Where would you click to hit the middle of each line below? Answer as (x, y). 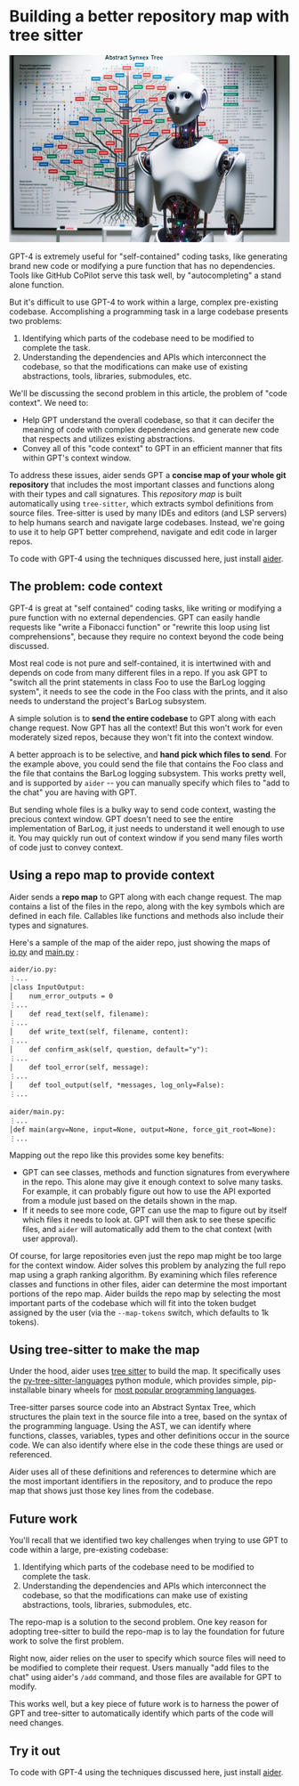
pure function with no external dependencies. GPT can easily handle (135, 617)
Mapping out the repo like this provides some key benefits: (117, 1155)
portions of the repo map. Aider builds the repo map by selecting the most (145, 1294)
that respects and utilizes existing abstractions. (109, 439)
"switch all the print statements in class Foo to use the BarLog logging (137, 682)
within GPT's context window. (77, 458)
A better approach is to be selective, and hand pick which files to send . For (148, 754)
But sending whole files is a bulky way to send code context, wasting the (142, 809)
